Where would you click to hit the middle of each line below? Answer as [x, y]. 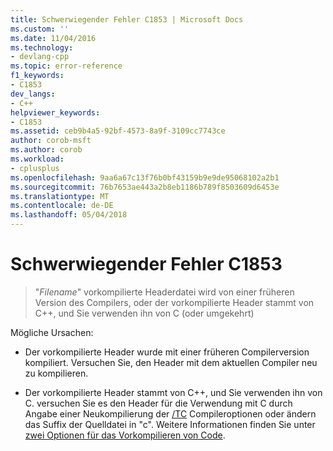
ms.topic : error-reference [66, 66]
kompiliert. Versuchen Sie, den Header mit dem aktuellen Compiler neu [171, 362]
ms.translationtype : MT [60, 196]
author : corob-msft [51, 141]
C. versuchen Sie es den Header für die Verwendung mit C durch [158, 403]
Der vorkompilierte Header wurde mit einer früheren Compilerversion [167, 352]
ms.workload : [37, 159]
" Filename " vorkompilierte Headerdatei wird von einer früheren [164, 292]
